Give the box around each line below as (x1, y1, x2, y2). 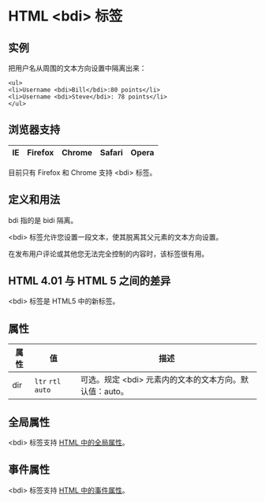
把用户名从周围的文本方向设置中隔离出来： (8, 64, 147, 73)
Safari (99, 147, 124, 158)
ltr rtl (34, 377, 62, 386)
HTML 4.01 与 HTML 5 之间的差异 (8, 274, 171, 288)
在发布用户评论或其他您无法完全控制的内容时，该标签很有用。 (8, 249, 209, 258)
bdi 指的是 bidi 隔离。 (8, 215, 78, 225)
